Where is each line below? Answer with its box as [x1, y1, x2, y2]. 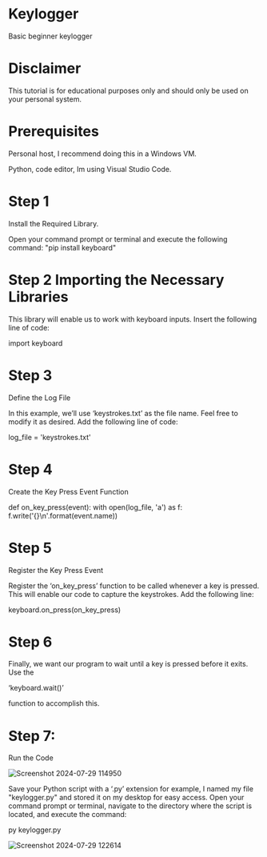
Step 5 [8, 539, 52, 557]
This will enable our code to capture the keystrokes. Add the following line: [8, 589, 254, 599]
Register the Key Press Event [8, 565, 104, 575]
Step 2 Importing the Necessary [8, 270, 225, 289]
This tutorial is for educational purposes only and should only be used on [8, 86, 249, 95]
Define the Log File [8, 393, 71, 402]
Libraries [8, 287, 69, 306]
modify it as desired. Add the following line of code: [8, 417, 178, 426]
